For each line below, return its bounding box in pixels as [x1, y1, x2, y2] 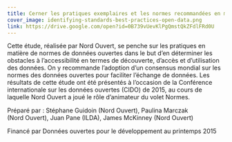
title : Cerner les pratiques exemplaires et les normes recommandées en [7, 10, 221, 17]
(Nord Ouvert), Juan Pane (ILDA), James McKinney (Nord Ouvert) [7, 114, 194, 122]
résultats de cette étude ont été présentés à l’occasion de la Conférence [7, 79, 213, 87]
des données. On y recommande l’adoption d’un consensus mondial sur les [7, 63, 221, 72]
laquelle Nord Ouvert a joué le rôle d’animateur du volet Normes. [7, 93, 191, 101]
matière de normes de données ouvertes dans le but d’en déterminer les [7, 49, 213, 57]
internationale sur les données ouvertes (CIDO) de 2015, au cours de [7, 85, 202, 94]
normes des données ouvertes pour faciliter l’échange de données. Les [7, 71, 210, 79]
